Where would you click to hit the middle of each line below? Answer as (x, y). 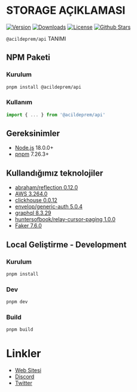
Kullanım (19, 102)
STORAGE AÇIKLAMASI (66, 10)
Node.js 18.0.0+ (34, 148)
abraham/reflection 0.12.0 (46, 188)
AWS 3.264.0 (31, 194)
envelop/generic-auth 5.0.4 (48, 207)
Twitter (24, 383)
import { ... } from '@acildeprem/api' (56, 114)
